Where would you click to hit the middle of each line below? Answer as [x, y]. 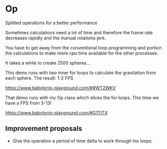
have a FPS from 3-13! [28, 103]
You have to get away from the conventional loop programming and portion [83, 47]
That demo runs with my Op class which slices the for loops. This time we [82, 97]
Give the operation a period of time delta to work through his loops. [83, 141]
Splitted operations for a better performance [51, 23]
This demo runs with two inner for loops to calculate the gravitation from [81, 72]
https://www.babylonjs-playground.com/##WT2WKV [61, 88]
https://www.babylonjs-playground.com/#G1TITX [56, 113]
